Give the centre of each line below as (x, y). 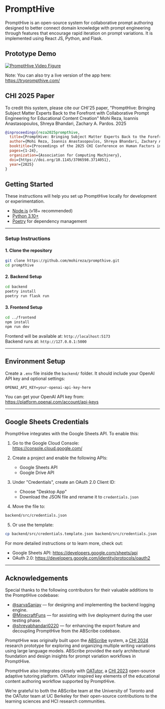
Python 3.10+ (26, 216)
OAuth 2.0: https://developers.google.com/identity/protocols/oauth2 (81, 558)
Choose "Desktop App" (43, 492)
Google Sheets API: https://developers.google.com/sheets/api (75, 553)
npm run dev (17, 326)
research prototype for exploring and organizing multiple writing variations (80, 646)
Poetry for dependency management (50, 221)
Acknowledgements (37, 578)
